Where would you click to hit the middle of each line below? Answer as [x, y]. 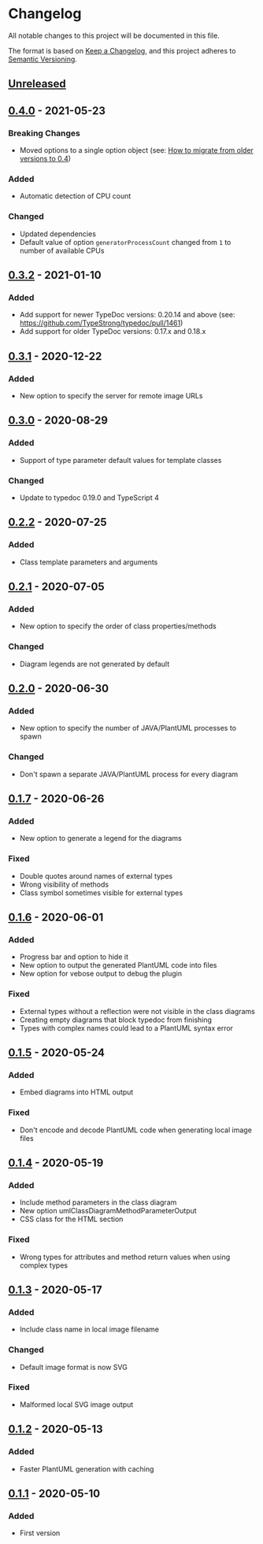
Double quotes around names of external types [96, 876]
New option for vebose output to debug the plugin [101, 974]
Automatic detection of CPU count [75, 196]
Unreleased [37, 84]
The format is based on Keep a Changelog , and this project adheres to [122, 50]
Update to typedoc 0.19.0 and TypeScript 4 [89, 498]
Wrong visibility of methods [64, 884]
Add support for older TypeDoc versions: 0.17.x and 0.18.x [113, 331]
